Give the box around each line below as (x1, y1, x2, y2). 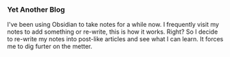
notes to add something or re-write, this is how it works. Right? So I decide (7, 27, 218, 36)
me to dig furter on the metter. (7, 43, 93, 51)
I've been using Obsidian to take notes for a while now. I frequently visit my (7, 21, 220, 29)
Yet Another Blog (7, 5, 65, 14)
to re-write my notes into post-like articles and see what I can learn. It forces (7, 35, 224, 43)
